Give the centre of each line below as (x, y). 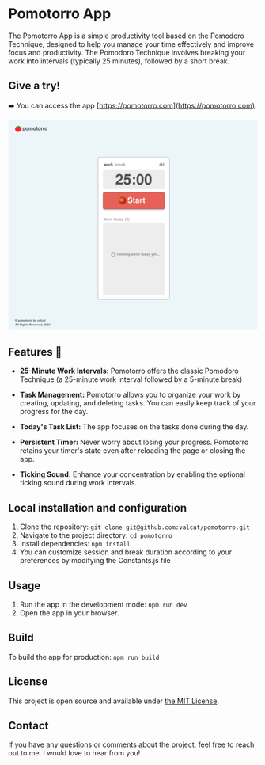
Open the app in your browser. (69, 613)
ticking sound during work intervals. (78, 483)
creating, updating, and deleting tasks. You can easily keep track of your (138, 403)
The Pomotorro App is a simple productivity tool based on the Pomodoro (127, 36)
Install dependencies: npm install (75, 544)
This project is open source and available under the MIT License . (114, 701)
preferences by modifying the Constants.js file (95, 561)
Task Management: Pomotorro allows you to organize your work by (130, 395)
